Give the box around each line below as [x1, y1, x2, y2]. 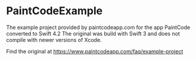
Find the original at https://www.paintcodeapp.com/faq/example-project [6, 47, 183, 54]
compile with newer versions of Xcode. [6, 36, 102, 43]
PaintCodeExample [6, 4, 103, 18]
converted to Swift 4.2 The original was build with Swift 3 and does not [6, 30, 181, 37]
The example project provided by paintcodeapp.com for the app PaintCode [6, 24, 191, 31]
